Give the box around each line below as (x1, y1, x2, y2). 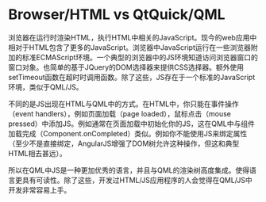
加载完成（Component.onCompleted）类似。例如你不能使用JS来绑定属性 (8, 128, 248, 138)
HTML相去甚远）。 (8, 148, 67, 158)
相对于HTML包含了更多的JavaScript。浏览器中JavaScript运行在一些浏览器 (8, 42, 252, 52)
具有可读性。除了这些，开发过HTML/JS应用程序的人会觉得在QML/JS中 (21, 175, 253, 185)
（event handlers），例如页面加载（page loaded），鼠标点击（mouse (8, 109, 232, 118)
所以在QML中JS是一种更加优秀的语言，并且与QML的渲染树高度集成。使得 (8, 165, 250, 175)
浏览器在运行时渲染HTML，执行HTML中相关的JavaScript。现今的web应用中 (8, 32, 257, 42)
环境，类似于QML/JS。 (8, 82, 83, 92)
